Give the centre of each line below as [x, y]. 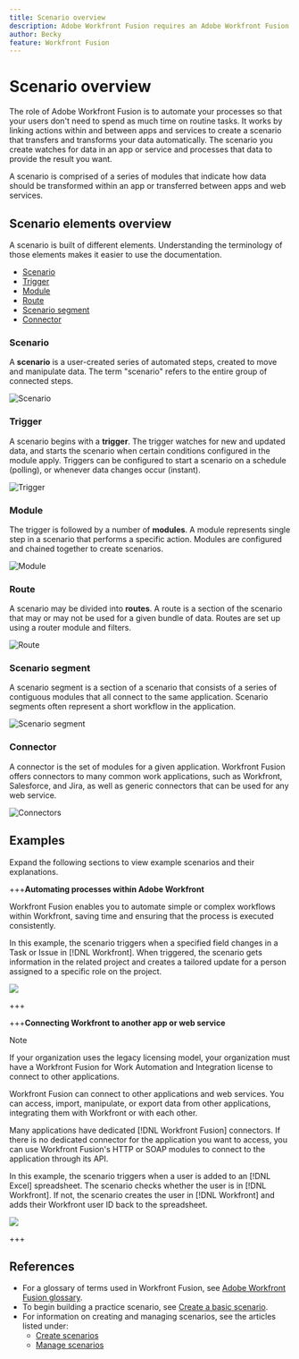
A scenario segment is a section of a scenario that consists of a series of [143, 688]
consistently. [33, 925]
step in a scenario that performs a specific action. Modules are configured [146, 539]
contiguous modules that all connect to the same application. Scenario [139, 697]
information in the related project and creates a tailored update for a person [148, 962]
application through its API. [59, 1159]
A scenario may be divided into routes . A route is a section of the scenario [146, 608]
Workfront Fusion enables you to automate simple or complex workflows [142, 906]
